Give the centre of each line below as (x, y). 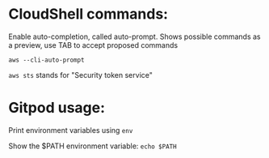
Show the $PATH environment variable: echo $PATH (92, 146)
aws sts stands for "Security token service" (81, 75)
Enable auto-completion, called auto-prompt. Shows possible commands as (134, 36)
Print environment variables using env (71, 130)
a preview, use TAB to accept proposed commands (93, 45)
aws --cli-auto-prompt (46, 60)
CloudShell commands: (88, 14)
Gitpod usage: (57, 108)
